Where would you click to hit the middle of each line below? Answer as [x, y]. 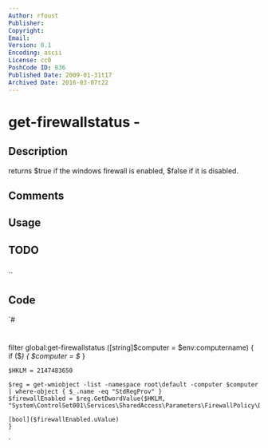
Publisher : [26, 23]
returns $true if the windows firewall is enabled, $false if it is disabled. [124, 170]
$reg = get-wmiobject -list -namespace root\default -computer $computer [134, 385]
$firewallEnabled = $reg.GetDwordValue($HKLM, [87, 399]
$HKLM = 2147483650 [41, 371]
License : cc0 [30, 61]
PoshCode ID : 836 [37, 68]
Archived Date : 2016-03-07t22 [59, 82]
